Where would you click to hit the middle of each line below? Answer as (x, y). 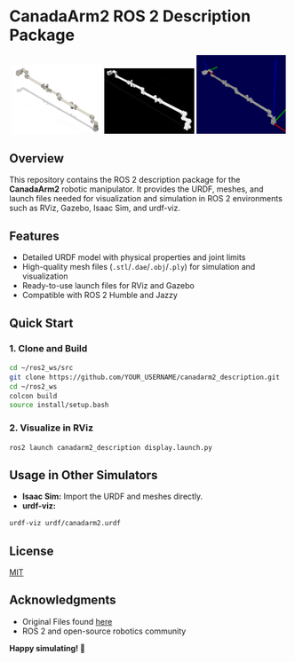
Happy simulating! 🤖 (48, 648)
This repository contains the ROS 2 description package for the (125, 180)
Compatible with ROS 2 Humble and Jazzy (100, 296)
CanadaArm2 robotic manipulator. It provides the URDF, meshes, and (136, 189)
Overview (37, 158)
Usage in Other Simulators (84, 475)
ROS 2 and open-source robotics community (104, 631)
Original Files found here (67, 621)
